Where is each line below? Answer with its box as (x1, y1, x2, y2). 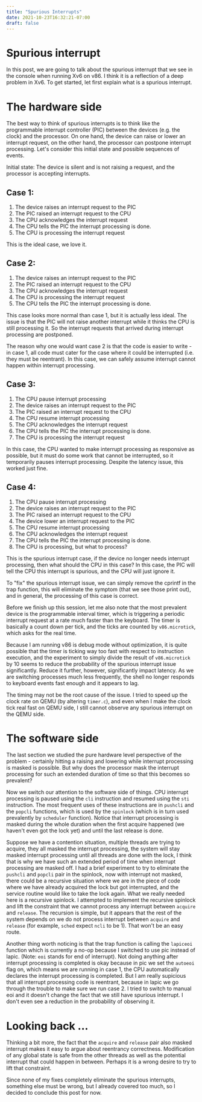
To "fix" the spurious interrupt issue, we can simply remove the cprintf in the (6, 579, 196, 586)
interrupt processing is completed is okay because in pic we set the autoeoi (6, 960, 195, 967)
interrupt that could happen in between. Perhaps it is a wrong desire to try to (6, 1058, 197, 1065)
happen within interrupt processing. (6, 361, 95, 369)
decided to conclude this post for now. (6, 1089, 102, 1097)
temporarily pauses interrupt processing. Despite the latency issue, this (6, 458, 184, 465)
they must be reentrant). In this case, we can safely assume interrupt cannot (6, 355, 196, 363)
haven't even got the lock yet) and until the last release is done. (6, 827, 164, 834)
